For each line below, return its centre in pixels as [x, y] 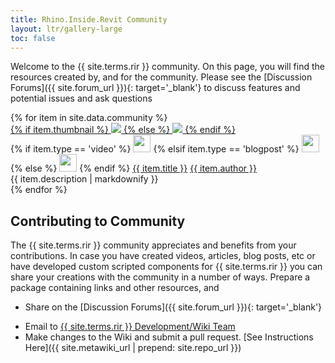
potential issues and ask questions [81, 98]
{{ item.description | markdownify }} [84, 179]
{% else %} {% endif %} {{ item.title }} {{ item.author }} [133, 168]
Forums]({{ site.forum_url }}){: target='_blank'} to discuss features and [155, 88]
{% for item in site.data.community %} [89, 118]
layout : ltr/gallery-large [66, 29]
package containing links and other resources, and [115, 288]
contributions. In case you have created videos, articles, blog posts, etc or [163, 256]
